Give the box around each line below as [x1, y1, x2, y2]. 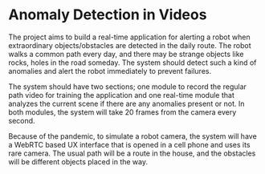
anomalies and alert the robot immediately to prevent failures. [8, 66, 211, 75]
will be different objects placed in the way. [8, 156, 149, 166]
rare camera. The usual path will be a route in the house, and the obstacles [8, 148, 256, 158]
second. [8, 115, 35, 125]
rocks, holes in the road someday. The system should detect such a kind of [8, 58, 257, 67]
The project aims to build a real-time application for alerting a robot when [8, 32, 251, 42]
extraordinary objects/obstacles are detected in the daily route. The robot [8, 40, 251, 50]
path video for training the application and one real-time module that [8, 90, 235, 99]
